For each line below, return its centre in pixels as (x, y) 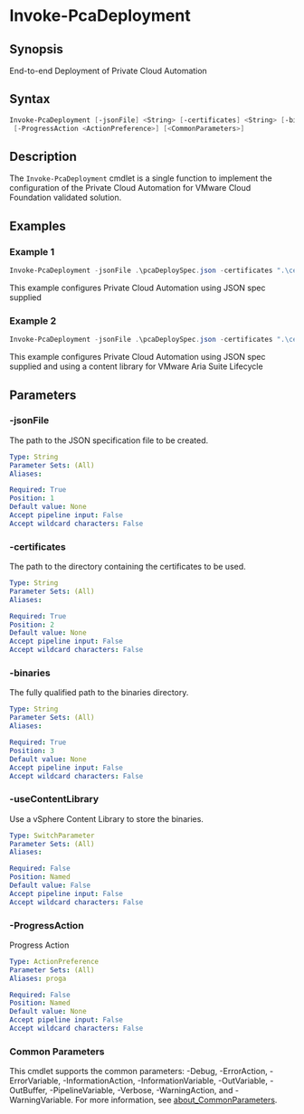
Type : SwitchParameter (52, 835)
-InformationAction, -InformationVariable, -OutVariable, (166, 1081)
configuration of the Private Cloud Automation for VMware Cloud (130, 188)
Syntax (30, 99)
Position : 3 (32, 751)
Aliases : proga (38, 978)
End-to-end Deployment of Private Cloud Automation (109, 71)
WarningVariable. (42, 1100)
